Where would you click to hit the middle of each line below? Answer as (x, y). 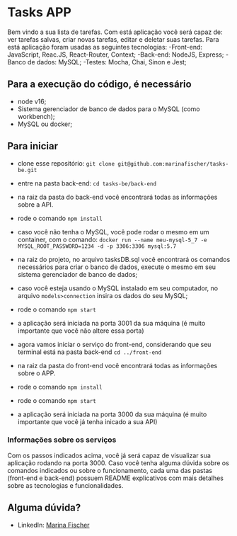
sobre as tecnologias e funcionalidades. (65, 485)
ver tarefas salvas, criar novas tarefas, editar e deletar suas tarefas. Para (113, 39)
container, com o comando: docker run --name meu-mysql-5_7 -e (112, 239)
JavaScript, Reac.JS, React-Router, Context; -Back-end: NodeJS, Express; (116, 55)
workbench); (36, 116)
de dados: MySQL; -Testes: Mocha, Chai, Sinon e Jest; (107, 62)
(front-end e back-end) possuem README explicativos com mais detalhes (116, 478)
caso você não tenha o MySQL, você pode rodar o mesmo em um (113, 232)
